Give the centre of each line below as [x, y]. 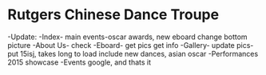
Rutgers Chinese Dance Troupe [113, 15]
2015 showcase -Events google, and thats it [79, 62]
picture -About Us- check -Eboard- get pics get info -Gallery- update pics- [131, 45]
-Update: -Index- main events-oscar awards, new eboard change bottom [128, 37]
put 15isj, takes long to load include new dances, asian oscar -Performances [133, 53]
